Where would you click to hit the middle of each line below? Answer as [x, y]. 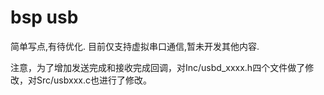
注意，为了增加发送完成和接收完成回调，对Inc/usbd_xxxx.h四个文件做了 [158, 67]
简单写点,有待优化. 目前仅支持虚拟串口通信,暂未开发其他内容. [135, 46]
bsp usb [44, 17]
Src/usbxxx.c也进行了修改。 [94, 80]
